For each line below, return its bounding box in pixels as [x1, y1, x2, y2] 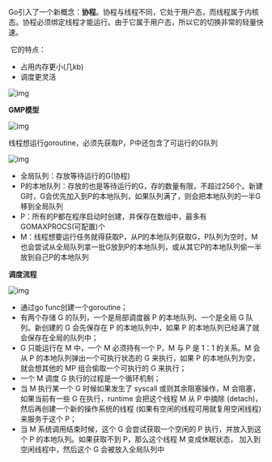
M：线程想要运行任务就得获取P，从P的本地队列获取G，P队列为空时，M [19, 232, 258, 241]
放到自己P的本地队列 [19, 253, 89, 261]
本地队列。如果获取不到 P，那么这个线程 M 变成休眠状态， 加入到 [43, 434, 261, 444]
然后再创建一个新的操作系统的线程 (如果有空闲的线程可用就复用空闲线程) [19, 404, 261, 413]
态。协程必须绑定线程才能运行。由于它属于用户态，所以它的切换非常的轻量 [8, 17, 257, 27]
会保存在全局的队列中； [19, 333, 99, 343]
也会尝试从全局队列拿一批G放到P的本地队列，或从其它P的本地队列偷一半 [19, 242, 262, 252]
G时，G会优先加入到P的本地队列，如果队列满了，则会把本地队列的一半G [19, 192, 261, 201]
